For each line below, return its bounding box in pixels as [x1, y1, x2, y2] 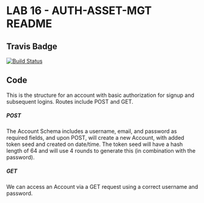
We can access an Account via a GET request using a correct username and [6, 183, 199, 190]
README [6, 17, 53, 31]
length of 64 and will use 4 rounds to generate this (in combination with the [6, 147, 196, 154]
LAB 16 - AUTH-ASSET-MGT [6, 4, 152, 18]
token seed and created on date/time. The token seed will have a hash [6, 140, 183, 148]
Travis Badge [6, 41, 58, 52]
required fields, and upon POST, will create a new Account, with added [6, 134, 184, 141]
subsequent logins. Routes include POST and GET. [6, 98, 134, 105]
